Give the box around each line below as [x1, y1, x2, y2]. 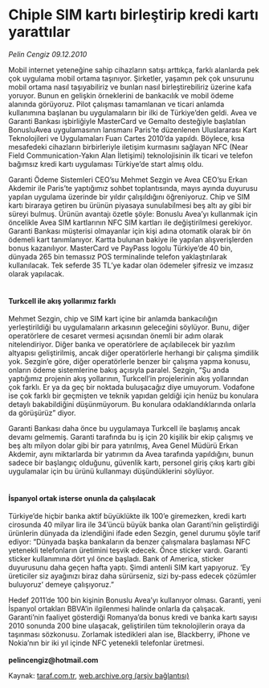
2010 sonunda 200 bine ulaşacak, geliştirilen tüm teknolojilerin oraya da [8, 621, 246, 631]
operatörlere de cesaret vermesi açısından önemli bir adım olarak [8, 331, 223, 341]
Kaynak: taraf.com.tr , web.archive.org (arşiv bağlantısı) [8, 671, 190, 681]
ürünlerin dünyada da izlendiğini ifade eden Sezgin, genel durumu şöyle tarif [8, 528, 261, 538]
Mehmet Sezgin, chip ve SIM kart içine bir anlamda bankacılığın [8, 314, 218, 324]
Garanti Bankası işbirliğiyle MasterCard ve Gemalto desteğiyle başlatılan [8, 116, 247, 126]
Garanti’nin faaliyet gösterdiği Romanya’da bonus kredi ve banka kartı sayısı [8, 612, 259, 622]
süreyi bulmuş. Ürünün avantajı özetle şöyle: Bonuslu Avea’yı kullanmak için [8, 209, 259, 218]
